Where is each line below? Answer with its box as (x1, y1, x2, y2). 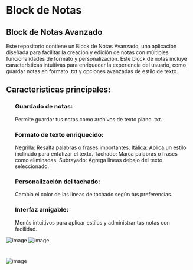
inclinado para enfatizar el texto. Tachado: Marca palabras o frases (14, 150, 178, 157)
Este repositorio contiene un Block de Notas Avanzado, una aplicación (6, 42, 177, 50)
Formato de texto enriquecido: (14, 130, 104, 139)
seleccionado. (14, 163, 49, 170)
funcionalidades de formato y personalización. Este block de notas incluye (6, 55, 187, 62)
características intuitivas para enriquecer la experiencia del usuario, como (6, 61, 187, 68)
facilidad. (14, 225, 37, 232)
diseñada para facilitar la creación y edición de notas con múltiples (6, 49, 169, 56)
